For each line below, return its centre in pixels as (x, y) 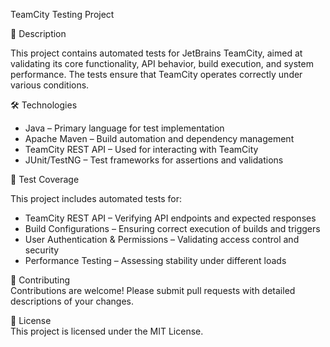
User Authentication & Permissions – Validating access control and (162, 239)
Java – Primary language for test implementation (124, 128)
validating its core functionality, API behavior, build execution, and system (162, 63)
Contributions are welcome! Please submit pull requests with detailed (153, 290)
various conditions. (50, 85)
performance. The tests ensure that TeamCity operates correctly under (156, 74)
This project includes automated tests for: (96, 198)
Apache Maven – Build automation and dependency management (159, 138)
